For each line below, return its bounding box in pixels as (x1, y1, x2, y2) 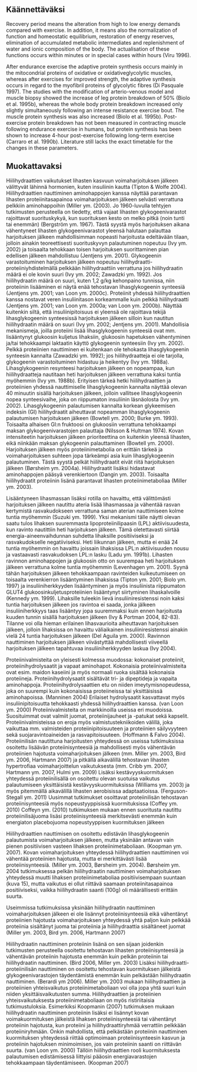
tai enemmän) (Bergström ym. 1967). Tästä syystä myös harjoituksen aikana (6, 221, 190, 228)
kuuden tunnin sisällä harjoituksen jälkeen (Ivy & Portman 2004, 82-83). (6, 613, 181, 620)
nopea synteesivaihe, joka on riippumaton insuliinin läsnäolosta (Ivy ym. (6, 395, 180, 402)
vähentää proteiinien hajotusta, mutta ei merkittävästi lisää (6, 855, 147, 862)
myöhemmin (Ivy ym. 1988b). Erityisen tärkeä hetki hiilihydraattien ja (6, 377, 172, 384)
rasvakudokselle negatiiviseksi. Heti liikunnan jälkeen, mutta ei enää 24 (6, 538, 178, 545)
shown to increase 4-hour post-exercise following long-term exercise (6, 132, 175, 139)
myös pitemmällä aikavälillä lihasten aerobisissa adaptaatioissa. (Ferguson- (6, 787, 188, 794)
